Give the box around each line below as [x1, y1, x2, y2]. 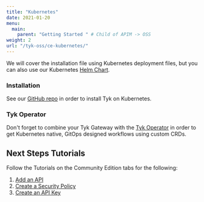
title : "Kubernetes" [6, 9, 59, 15]
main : [12, 26, 26, 32]
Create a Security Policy [15, 183, 76, 190]
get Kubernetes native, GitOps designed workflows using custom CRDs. [6, 130, 187, 138]
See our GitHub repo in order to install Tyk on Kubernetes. [6, 95, 152, 102]
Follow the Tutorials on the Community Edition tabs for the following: [6, 164, 178, 172]
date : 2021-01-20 [6, 15, 51, 21]
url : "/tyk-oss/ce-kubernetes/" [6, 43, 88, 49]
